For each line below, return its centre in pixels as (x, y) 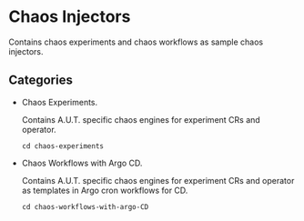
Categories (41, 80)
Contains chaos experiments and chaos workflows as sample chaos (136, 42)
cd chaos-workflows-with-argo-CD (85, 206)
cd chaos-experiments (62, 146)
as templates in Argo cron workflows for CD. (105, 190)
